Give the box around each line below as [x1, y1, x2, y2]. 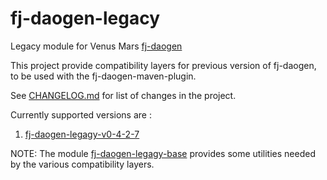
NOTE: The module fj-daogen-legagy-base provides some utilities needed [10, 147, 316, 159]
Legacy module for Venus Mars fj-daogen [10, 40, 183, 52]
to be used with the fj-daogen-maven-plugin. [10, 70, 197, 82]
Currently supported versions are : [10, 108, 152, 121]
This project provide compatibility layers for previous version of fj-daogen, [10, 59, 317, 71]
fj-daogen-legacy [10, 7, 160, 30]
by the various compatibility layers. [10, 158, 155, 170]
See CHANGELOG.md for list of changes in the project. [10, 89, 237, 101]
